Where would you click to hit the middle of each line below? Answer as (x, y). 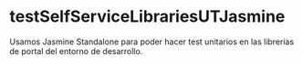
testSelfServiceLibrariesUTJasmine (147, 17)
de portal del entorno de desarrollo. (76, 51)
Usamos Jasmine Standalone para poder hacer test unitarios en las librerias (152, 42)
